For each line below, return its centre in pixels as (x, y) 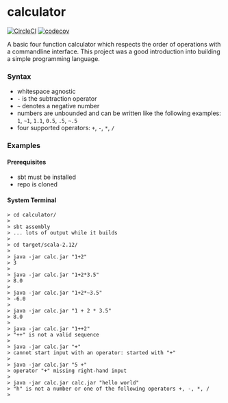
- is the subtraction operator (57, 99)
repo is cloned (37, 184)
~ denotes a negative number (58, 106)
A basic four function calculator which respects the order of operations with (114, 44)
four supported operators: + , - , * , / (66, 128)
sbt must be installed (47, 177)
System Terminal (32, 200)
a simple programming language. (54, 58)
